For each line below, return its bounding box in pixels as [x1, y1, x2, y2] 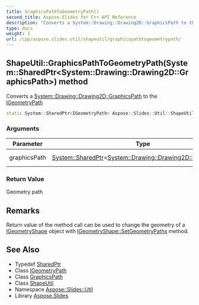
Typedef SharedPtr [14, 260, 62, 268]
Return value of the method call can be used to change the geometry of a [6, 221, 185, 228]
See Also [6, 244, 40, 255]
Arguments [6, 124, 40, 132]
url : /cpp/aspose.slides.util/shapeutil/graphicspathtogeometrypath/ [6, 36, 182, 42]
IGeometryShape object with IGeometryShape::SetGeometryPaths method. [6, 228, 190, 235]
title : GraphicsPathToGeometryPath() [6, 8, 99, 15]
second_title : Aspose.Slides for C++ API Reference [6, 14, 136, 20]
